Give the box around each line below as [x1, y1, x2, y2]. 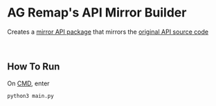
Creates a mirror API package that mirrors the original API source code [7, 28, 209, 36]
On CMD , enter [7, 79, 50, 87]
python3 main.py [7, 92, 54, 99]
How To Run [7, 61, 60, 73]
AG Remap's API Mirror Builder [7, 5, 187, 21]
